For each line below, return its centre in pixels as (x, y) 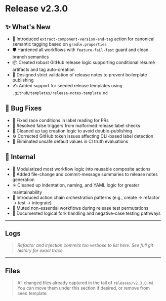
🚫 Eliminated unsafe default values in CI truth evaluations (70, 141)
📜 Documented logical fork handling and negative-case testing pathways (86, 213)
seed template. (32, 294)
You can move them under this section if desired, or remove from (83, 288)
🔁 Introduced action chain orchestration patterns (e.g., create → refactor (86, 197)
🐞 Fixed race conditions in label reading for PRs (60, 120)
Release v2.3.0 (37, 9)
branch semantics (31, 57)
